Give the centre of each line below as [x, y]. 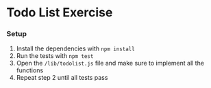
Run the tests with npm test [55, 56]
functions [30, 70]
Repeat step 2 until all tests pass [62, 78]
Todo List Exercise [60, 13]
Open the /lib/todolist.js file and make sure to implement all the [110, 63]
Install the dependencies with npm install [75, 48]
